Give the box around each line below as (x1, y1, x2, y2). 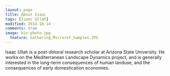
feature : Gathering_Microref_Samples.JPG (10, 35, 99, 40)
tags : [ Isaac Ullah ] (5, 16, 49, 21)
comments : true (5, 26, 37, 31)
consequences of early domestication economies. (5, 64, 110, 70)
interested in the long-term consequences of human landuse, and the (5, 59, 150, 65)
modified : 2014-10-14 (5, 21, 51, 26)
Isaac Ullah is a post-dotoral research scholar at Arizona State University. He (5, 48, 165, 55)
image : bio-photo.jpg (5, 30, 51, 35)
